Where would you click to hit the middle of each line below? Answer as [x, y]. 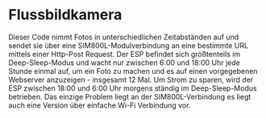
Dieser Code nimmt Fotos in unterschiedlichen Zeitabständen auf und [124, 37]
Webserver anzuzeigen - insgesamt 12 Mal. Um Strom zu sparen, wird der [131, 79]
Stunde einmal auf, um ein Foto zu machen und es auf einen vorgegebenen [133, 71]
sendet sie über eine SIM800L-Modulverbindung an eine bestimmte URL [128, 45]
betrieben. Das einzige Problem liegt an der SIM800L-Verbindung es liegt [130, 96]
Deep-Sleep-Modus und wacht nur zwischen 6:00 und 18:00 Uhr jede [124, 63]
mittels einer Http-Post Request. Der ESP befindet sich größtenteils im [125, 54]
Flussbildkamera [65, 15]
